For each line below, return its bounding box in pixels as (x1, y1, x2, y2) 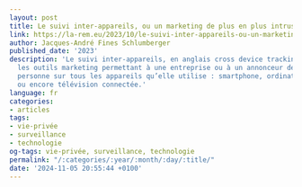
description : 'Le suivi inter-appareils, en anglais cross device (9, 55, 263, 64)
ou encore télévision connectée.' (17, 80, 147, 89)
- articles (9, 105, 50, 114)
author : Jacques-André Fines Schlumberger (9, 38, 171, 48)
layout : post (9, 13, 58, 22)
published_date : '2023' (9, 47, 99, 56)
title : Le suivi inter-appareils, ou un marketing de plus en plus (9, 22, 268, 31)
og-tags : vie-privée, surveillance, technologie (9, 147, 195, 156)
